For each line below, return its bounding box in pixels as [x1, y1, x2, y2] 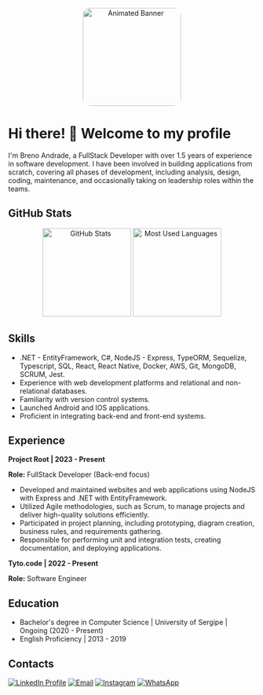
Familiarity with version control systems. [19, 394, 151, 404]
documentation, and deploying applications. [19, 543, 163, 553]
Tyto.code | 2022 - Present [8, 558, 99, 569]
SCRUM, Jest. [19, 369, 65, 379]
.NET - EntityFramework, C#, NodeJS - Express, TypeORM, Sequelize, [19, 353, 247, 362]
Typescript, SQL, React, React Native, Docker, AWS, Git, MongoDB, [19, 361, 237, 371]
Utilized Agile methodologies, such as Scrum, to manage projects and [19, 502, 245, 511]
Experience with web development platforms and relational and [19, 378, 225, 387]
